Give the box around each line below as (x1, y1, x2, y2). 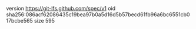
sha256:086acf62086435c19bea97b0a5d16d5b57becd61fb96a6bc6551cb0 (6, 11, 190, 18)
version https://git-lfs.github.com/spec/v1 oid (6, 5, 116, 12)
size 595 (34, 17, 55, 24)
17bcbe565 (6, 17, 34, 24)
